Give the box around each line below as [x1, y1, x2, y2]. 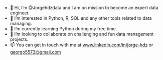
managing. [10, 20, 32, 26]
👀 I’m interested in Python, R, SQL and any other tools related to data [10, 15, 152, 21]
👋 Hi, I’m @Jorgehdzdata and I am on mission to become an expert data [10, 5, 158, 10]
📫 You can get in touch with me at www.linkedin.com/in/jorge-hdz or [10, 42, 153, 48]
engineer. [10, 10, 30, 16]
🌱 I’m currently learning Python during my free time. [10, 26, 117, 32]
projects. [10, 36, 29, 42]
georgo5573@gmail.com [10, 49, 61, 55]
